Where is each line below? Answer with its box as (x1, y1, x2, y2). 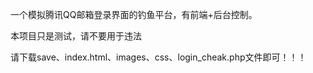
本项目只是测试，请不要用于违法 (10, 30, 142, 42)
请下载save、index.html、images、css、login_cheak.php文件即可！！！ (10, 51, 307, 63)
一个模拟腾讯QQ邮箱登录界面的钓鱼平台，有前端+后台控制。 (10, 9, 258, 20)
